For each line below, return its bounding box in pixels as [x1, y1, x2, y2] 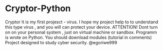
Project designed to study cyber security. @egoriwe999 [5, 39, 118, 45]
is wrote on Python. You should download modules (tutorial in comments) [5, 34, 152, 40]
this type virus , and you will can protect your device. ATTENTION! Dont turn [5, 24, 158, 30]
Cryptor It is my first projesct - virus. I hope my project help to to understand [5, 19, 159, 25]
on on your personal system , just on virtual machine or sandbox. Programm [5, 29, 157, 35]
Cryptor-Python [5, 3, 71, 14]
